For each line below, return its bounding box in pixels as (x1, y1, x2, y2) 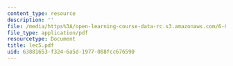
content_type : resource (7, 10, 76, 17)
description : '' (7, 16, 54, 23)
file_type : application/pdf (7, 29, 89, 36)
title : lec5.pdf (7, 42, 54, 49)
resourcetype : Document (7, 36, 76, 43)
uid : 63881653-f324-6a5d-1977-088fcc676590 (7, 49, 135, 56)
